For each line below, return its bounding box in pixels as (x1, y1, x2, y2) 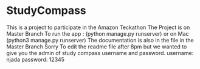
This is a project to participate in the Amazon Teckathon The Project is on (6, 24, 190, 31)
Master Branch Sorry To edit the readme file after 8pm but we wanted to (6, 43, 187, 50)
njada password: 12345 (6, 56, 65, 63)
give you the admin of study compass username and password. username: (6, 49, 194, 56)
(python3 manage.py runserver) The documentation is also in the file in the (6, 36, 195, 44)
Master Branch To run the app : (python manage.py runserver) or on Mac (6, 30, 190, 37)
